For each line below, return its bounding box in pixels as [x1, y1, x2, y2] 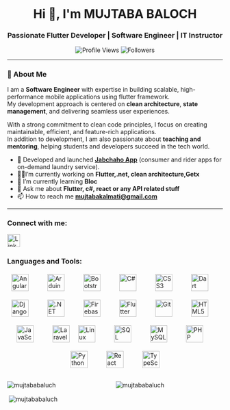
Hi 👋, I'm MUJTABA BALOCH [33, 6, 197, 22]
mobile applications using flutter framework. [45, 92, 170, 101]
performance [7, 92, 44, 101]
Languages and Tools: [7, 257, 82, 266]
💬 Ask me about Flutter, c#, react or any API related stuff [16, 184, 180, 192]
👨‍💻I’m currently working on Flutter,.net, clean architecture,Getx [16, 170, 200, 178]
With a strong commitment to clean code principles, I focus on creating [7, 120, 207, 129]
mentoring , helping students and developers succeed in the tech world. [7, 142, 210, 150]
